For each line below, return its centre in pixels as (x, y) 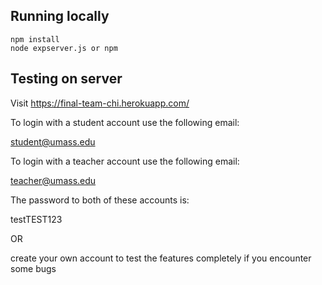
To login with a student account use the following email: (125, 122)
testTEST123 (36, 219)
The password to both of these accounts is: (100, 200)
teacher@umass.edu (53, 180)
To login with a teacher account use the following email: (125, 161)
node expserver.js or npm (64, 48)
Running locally (60, 16)
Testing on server (66, 79)
